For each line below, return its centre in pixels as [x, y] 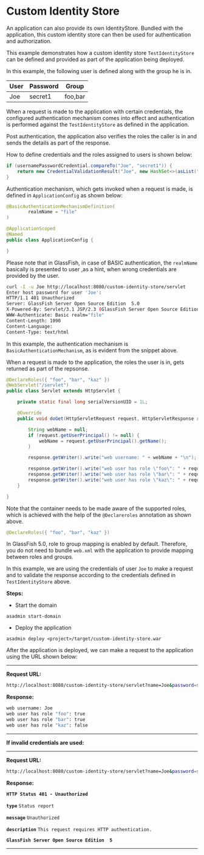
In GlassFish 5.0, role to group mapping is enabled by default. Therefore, [97, 544]
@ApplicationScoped [31, 229]
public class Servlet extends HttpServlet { [63, 391]
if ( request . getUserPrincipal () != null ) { [84, 435]
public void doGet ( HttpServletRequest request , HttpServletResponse [106, 419]
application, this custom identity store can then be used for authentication [99, 34]
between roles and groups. [40, 557]
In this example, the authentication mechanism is [67, 344]
